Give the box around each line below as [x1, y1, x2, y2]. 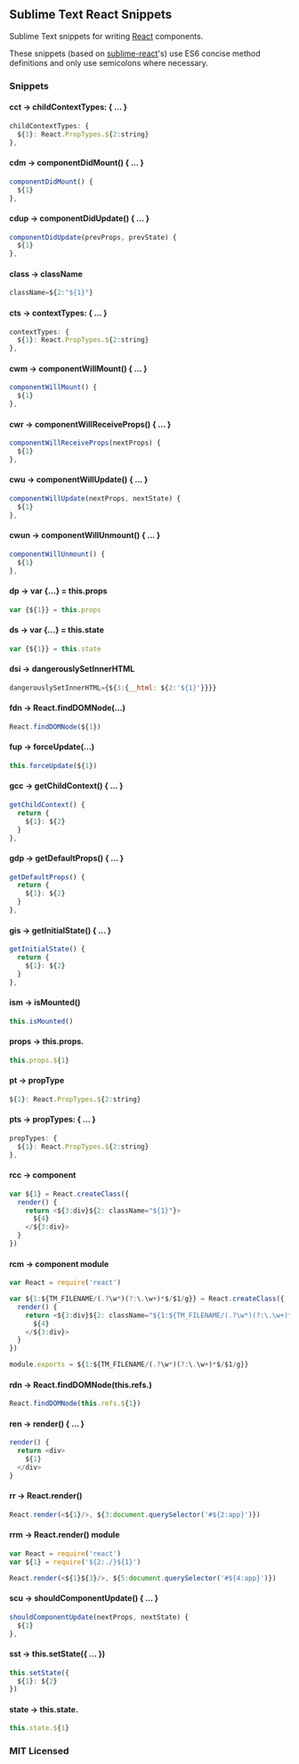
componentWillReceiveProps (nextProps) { [9, 438, 162, 448]
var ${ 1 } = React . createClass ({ [9, 1189, 129, 1198]
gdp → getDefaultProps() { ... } [9, 853, 125, 863]
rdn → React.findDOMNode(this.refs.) [9, 1379, 153, 1390]
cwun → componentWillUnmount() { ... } [9, 530, 161, 541]
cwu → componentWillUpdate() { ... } [9, 474, 149, 485]
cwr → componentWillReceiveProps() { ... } [9, 419, 172, 429]
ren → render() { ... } [9, 1418, 85, 1429]
